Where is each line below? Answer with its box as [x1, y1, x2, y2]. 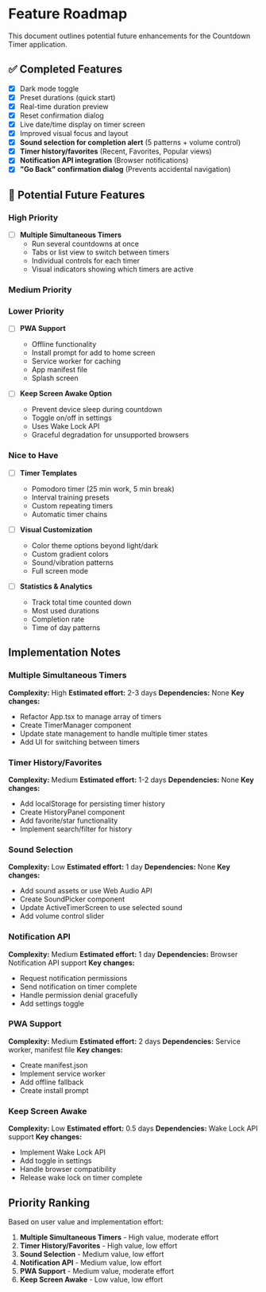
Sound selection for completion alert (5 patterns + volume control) [19, 138, 241, 147]
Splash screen [31, 373, 79, 383]
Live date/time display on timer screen [19, 120, 145, 129]
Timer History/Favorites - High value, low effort [19, 1240, 178, 1250]
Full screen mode [31, 566, 89, 575]
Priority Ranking [8, 1196, 91, 1209]
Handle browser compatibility [19, 1165, 117, 1174]
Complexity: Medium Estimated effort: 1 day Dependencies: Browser [8, 949, 238, 959]
